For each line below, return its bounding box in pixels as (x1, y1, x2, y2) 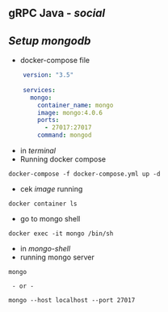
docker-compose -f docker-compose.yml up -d (8, 170, 161, 179)
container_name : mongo (37, 101, 114, 109)
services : (23, 86, 57, 94)
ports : (37, 116, 60, 124)
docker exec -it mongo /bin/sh (8, 230, 114, 238)
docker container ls (8, 200, 78, 209)
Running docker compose (19, 154, 107, 164)
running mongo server (19, 252, 94, 262)
